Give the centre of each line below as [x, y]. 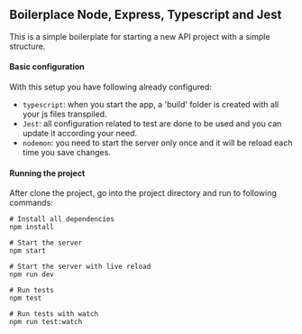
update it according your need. [80, 134]
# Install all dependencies [62, 219]
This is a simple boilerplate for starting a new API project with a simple [140, 36]
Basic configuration [47, 67]
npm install [32, 227]
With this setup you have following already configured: [110, 87]
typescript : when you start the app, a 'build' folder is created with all [151, 105]
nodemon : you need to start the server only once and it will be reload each [157, 143]
